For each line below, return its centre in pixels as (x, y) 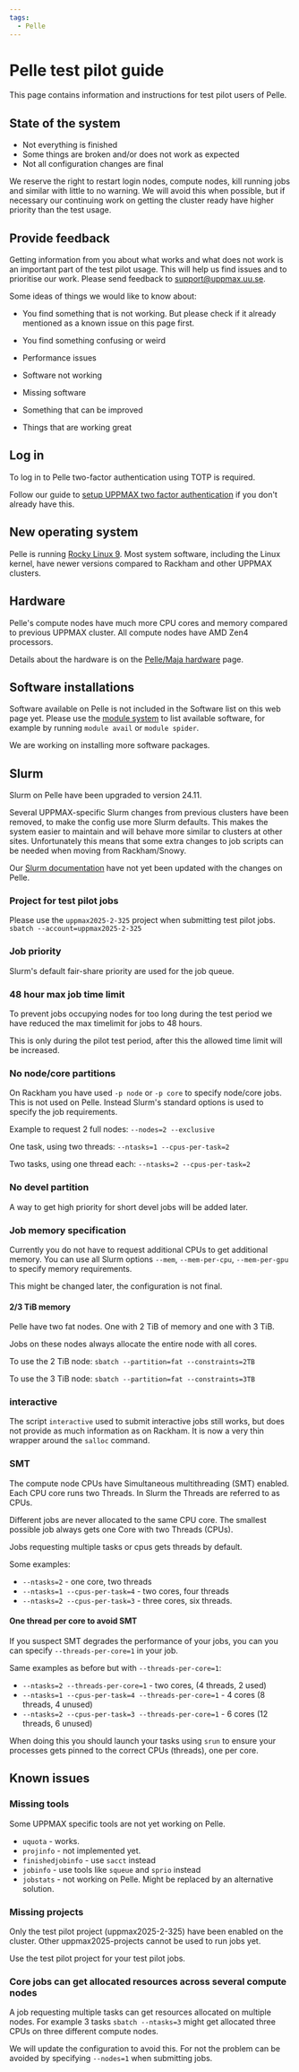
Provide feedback (60, 238)
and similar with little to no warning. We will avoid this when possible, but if (147, 191)
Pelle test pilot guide (87, 70)
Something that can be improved (82, 410)
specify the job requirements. (64, 1112)
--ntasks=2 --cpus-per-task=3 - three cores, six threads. (127, 1600)
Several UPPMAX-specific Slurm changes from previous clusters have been (149, 813)
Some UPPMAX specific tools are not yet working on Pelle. (117, 1824)
